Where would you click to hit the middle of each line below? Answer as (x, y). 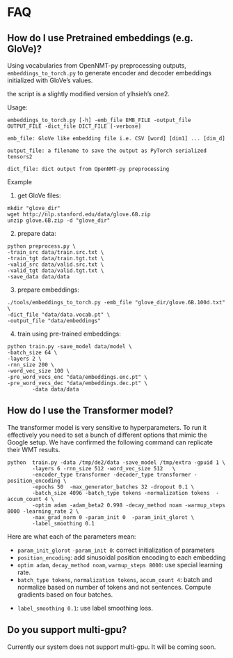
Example (20, 182)
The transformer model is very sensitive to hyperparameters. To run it (107, 427)
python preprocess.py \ (42, 246)
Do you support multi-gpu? (67, 630)
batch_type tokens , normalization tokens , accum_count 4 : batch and (115, 579)
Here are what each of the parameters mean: (72, 536)
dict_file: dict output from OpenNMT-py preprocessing (88, 169)
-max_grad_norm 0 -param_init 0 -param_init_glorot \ (113, 517)
